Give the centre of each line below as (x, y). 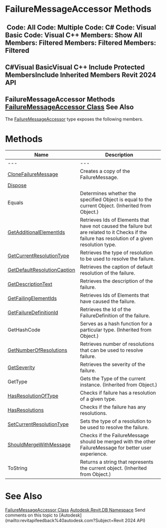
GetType (18, 381)
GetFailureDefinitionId (33, 312)
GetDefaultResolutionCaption (41, 270)
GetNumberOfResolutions (38, 350)
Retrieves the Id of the (105, 309)
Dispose (17, 185)
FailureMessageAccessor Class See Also (70, 107)
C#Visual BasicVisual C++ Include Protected (75, 67)
